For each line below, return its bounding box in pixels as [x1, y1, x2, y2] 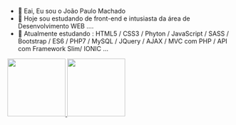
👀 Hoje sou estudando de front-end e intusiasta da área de [17, 14, 190, 23]
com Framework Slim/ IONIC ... [17, 45, 109, 53]
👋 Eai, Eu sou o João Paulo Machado [17, 7, 126, 15]
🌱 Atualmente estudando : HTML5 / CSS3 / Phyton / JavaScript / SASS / [17, 29, 230, 38]
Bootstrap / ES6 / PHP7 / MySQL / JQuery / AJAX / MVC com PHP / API [17, 37, 228, 45]
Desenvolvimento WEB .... [17, 22, 94, 30]
